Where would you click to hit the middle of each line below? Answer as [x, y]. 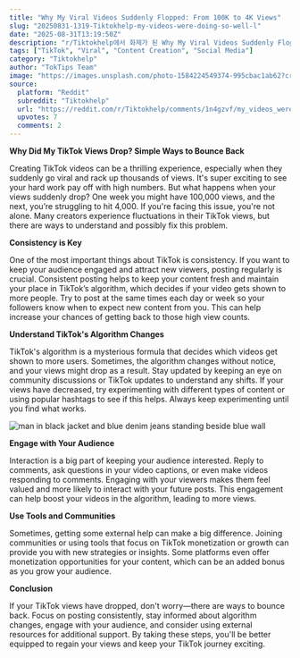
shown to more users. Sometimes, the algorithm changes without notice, [143, 361]
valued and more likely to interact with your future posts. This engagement [146, 489]
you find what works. [48, 409]
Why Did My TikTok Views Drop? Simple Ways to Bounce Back [127, 151]
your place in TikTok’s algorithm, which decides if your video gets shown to [148, 288]
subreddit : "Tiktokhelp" [63, 101]
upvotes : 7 [37, 117]
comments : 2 [40, 126]
